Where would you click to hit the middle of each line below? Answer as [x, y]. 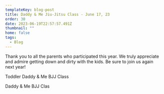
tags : [11, 38]
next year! [15, 67]
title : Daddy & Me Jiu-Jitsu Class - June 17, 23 [58, 14]
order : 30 [15, 19]
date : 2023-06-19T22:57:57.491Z [39, 24]
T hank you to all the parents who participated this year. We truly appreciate [82, 56]
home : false [17, 33]
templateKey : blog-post [30, 10]
